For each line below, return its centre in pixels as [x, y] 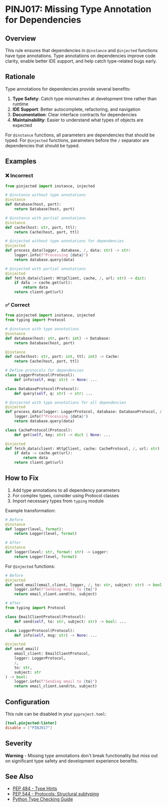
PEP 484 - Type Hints [35, 788]
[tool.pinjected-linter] [31, 723]
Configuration [27, 702]
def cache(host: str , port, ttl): [41, 227]
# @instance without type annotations [45, 195]
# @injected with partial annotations [45, 269]
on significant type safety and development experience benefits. [72, 761]
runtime [20, 104]
